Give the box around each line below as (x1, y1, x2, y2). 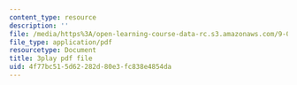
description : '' (9, 21, 69, 30)
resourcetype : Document (9, 46, 97, 55)
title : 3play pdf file (9, 54, 93, 63)
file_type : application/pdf (9, 37, 113, 47)
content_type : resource (9, 12, 97, 22)
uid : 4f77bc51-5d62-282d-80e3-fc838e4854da (9, 63, 172, 72)
